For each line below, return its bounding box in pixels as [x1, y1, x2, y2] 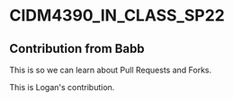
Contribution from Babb [9, 41, 146, 56]
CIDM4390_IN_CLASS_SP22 [9, 5, 225, 26]
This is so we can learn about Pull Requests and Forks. [9, 64, 212, 75]
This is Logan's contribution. [9, 82, 115, 92]
